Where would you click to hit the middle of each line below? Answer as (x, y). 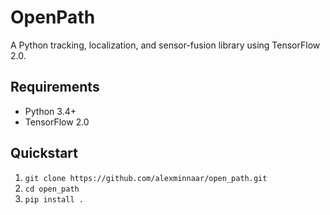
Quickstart (44, 153)
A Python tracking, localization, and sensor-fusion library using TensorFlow (165, 45)
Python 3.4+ (50, 111)
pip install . (54, 199)
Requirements (55, 87)
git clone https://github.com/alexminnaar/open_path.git (146, 178)
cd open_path (52, 189)
